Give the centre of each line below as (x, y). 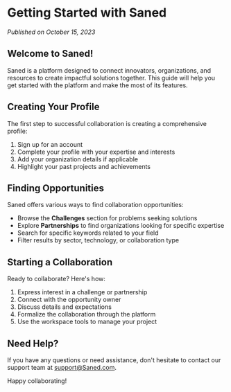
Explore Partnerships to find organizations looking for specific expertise (121, 226)
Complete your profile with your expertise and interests (96, 152)
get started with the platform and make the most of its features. (98, 85)
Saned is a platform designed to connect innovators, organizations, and (109, 70)
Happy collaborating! (37, 381)
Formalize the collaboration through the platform (86, 314)
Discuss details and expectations (65, 307)
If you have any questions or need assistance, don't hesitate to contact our (114, 360)
